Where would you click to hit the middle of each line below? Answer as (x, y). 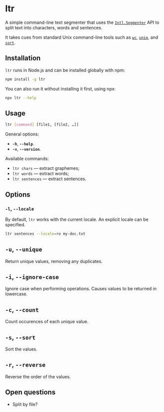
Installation (23, 58)
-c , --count (22, 309)
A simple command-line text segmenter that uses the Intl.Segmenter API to (82, 22)
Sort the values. (21, 349)
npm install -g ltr (25, 79)
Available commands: (27, 159)
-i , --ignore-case (32, 277)
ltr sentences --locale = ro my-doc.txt (45, 234)
